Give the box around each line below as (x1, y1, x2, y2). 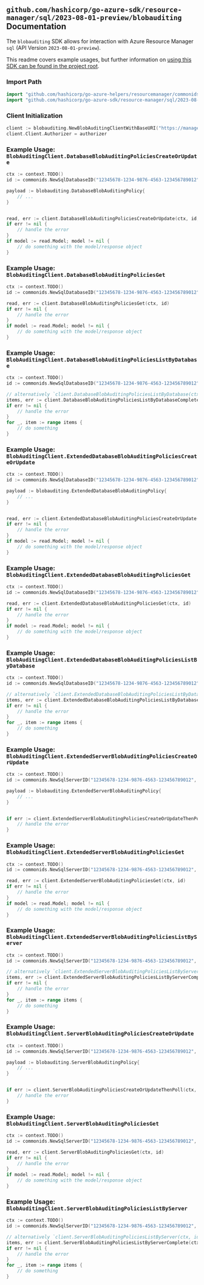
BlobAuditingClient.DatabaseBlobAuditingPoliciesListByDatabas (6, 356, 197, 363)
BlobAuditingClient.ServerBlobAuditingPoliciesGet (6, 1120, 159, 1127)
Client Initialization (6, 111, 63, 120)
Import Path (6, 77, 42, 86)
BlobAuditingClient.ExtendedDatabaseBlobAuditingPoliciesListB (6, 656, 197, 663)
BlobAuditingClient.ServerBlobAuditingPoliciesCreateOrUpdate (6, 1030, 194, 1037)
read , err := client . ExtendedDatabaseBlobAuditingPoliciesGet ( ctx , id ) (6, 600, 191, 607)
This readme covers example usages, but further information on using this (6, 55, 192, 63)
